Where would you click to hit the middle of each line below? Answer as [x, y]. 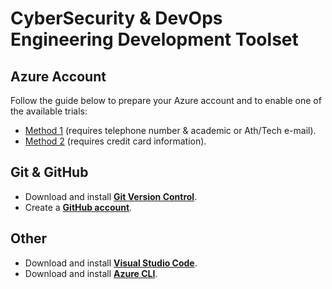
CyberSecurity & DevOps [116, 18]
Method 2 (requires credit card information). [115, 141]
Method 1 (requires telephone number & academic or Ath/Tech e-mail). [170, 130]
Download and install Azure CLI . [91, 273]
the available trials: [49, 111]
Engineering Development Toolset [154, 39]
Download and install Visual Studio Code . [111, 263]
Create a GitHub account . [78, 207]
